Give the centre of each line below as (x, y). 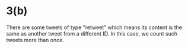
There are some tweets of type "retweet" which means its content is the (94, 27)
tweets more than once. (35, 40)
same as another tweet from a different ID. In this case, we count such (92, 33)
